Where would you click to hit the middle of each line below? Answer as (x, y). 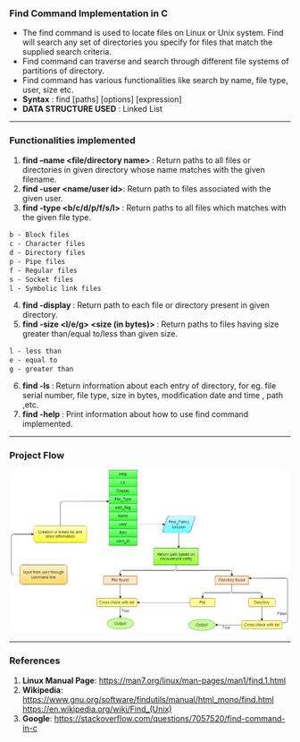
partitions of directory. (63, 71)
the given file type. (57, 217)
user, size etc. (48, 90)
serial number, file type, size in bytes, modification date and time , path (153, 395)
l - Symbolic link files (55, 288)
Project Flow (37, 455)
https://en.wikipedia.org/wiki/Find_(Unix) (97, 709)
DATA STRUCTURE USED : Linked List (92, 109)
